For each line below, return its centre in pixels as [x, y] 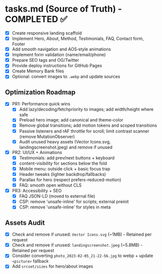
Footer [19, 44]
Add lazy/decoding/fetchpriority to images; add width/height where [86, 109]
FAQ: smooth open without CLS [51, 185]
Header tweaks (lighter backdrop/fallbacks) [63, 174]
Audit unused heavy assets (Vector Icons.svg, [65, 141]
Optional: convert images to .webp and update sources [66, 77]
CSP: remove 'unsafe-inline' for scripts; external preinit [74, 202]
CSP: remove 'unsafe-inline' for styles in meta [65, 207]
